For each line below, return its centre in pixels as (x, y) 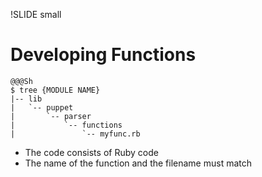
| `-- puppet (42, 107)
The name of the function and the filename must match (138, 163)
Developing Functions (103, 55)
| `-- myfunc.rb (75, 134)
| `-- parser (51, 116)
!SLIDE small (36, 14)
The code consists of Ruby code (91, 152)
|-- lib (26, 99)
